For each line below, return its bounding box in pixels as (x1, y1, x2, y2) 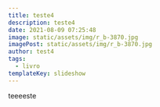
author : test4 (8, 48, 55, 55)
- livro (15, 62, 41, 70)
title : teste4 (8, 11, 55, 20)
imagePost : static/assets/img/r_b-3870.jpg (8, 41, 153, 48)
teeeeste (8, 91, 37, 100)
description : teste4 (8, 19, 76, 27)
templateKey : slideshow (8, 70, 86, 77)
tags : (8, 55, 26, 63)
